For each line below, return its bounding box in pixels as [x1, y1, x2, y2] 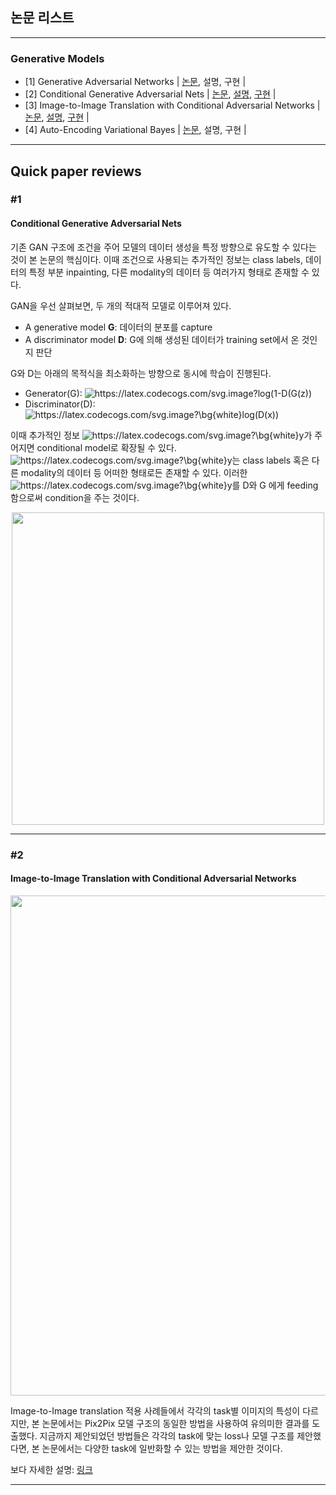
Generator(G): [24, 387, 83, 399]
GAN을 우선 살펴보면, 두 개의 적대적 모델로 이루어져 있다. [10, 299, 232, 312]
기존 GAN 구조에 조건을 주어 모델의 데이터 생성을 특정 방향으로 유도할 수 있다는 [10, 241, 317, 253]
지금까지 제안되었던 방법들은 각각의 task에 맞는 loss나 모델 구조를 [39, 1429, 295, 1442]
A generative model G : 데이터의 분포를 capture [24, 321, 213, 333]
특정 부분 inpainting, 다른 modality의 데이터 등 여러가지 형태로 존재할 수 [28, 266, 310, 278]
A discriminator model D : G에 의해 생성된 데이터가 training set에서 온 [24, 333, 300, 345]
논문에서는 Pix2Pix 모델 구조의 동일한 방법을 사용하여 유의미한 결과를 [41, 1417, 310, 1429]
